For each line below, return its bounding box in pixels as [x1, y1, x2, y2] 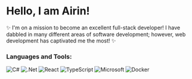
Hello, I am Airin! [6, 4, 90, 18]
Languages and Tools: [6, 52, 72, 60]
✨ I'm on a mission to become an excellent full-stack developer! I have [6, 24, 181, 31]
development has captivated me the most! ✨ [6, 37, 116, 44]
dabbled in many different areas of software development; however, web [6, 31, 186, 38]
